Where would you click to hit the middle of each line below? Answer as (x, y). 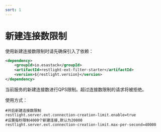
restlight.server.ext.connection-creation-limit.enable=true (71, 115)
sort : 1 (13, 10)
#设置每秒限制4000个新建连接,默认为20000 (44, 120)
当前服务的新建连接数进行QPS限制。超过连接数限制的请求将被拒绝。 (76, 89)
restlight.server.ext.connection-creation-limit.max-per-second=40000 (81, 124)
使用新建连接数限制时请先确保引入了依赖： (49, 51)
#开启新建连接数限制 (23, 110)
